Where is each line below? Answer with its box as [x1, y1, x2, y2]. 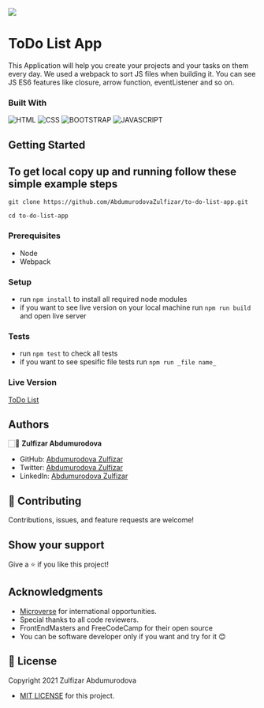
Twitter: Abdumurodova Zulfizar [19, 463, 124, 473]
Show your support [8, 538, 105, 552]
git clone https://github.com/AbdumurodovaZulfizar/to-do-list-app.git [8, 198, 248, 206]
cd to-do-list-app [8, 212, 69, 220]
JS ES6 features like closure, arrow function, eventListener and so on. [8, 77, 235, 87]
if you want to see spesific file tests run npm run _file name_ [19, 357, 217, 367]
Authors [8, 418, 50, 431]
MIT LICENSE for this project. [19, 691, 115, 700]
